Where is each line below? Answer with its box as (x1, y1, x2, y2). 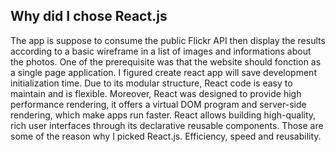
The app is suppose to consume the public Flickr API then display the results (10, 34, 326, 46)
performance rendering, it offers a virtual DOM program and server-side (10, 98, 307, 110)
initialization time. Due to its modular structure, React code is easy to (10, 77, 293, 89)
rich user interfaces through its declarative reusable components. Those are (10, 119, 324, 131)
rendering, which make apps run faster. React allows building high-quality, (10, 109, 317, 121)
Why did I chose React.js (10, 8, 168, 25)
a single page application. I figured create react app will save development (10, 66, 317, 78)
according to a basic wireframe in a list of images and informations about (10, 45, 312, 57)
